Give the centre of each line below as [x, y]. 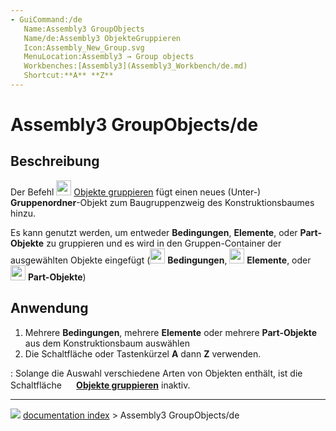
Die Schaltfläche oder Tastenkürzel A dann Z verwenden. [143, 353]
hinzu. [23, 213]
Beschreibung [55, 161]
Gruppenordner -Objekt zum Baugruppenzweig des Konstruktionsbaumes [162, 202]
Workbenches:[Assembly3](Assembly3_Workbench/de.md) [135, 66]
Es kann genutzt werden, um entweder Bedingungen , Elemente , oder [154, 232]
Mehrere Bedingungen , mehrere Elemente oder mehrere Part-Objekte [171, 332]
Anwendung [49, 308]
